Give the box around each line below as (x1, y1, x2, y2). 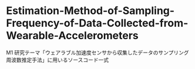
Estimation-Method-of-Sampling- (6, 4, 175, 18)
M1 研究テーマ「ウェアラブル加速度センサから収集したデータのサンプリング (6, 49, 189, 56)
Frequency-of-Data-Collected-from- (6, 16, 189, 30)
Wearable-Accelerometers (6, 29, 139, 42)
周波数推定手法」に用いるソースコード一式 (6, 56, 109, 63)
